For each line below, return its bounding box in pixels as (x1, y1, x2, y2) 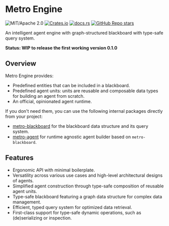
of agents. (12, 177, 34, 183)
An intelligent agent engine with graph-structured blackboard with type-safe (5, 30, 163, 36)
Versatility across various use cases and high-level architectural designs (12, 172, 163, 178)
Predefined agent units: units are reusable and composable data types (12, 88, 158, 94)
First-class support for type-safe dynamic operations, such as (12, 209, 142, 215)
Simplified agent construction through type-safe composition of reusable (12, 183, 164, 189)
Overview (5, 59, 37, 68)
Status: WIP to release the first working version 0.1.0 (5, 45, 118, 51)
